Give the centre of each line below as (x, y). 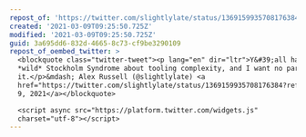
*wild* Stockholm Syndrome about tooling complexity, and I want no (150, 69)
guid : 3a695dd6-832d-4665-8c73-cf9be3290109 (95, 43)
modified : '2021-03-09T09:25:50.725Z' (83, 34)
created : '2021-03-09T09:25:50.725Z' (81, 26)
